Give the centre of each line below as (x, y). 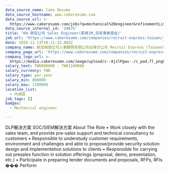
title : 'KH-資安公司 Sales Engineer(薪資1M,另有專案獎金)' (64, 33)
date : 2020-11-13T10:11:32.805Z (39, 43)
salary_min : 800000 (26, 80)
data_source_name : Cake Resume (38, 10)
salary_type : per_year (29, 75)
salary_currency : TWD (28, 71)
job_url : (14, 38)
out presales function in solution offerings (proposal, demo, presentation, (81, 154)
